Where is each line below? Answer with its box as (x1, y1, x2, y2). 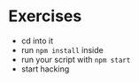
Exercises (8, 6, 82, 26)
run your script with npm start (20, 54, 131, 64)
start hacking (20, 64, 70, 74)
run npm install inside (20, 44, 104, 55)
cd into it (20, 35, 54, 46)
